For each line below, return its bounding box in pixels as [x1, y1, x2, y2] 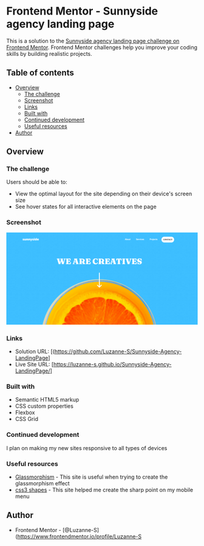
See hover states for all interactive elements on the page [15, 203, 157, 211]
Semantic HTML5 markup [15, 396, 80, 403]
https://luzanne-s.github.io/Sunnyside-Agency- [53, 361, 172, 368]
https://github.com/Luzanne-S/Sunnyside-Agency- [54, 348, 182, 356]
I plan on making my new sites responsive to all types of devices [6, 444, 168, 451]
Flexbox [15, 409, 35, 416]
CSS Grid [15, 416, 38, 423]
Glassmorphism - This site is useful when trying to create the [15, 473, 168, 480]
